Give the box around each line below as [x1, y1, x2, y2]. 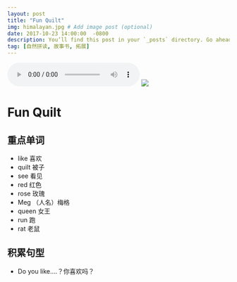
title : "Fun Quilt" [7, 17, 65, 24]
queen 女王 [17, 207, 51, 215]
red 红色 [17, 181, 42, 188]
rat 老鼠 [17, 224, 40, 233]
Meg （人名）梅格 [17, 198, 71, 206]
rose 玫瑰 [17, 189, 45, 198]
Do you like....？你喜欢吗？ [17, 267, 95, 275]
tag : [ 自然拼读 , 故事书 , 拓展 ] [7, 43, 90, 50]
